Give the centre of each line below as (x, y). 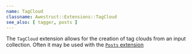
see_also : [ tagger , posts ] (42, 22)
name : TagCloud (25, 11)
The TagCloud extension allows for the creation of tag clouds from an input (96, 39)
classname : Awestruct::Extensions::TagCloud (62, 17)
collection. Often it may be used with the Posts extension (75, 45)
